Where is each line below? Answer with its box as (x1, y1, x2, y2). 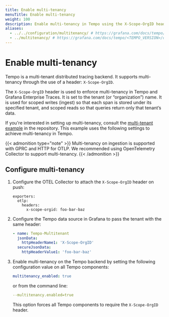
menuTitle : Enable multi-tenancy (5, 12, 75, 17)
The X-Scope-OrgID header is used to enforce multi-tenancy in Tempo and (5, 88, 158, 94)
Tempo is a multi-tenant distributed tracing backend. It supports (5, 73, 138, 79)
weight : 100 (5, 17, 30, 22)
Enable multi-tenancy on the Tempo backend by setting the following (12, 259, 155, 264)
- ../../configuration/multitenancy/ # (10, 31, 94, 36)
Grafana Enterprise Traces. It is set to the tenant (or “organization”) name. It (5, 94, 162, 100)
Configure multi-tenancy (5, 165, 84, 174)
